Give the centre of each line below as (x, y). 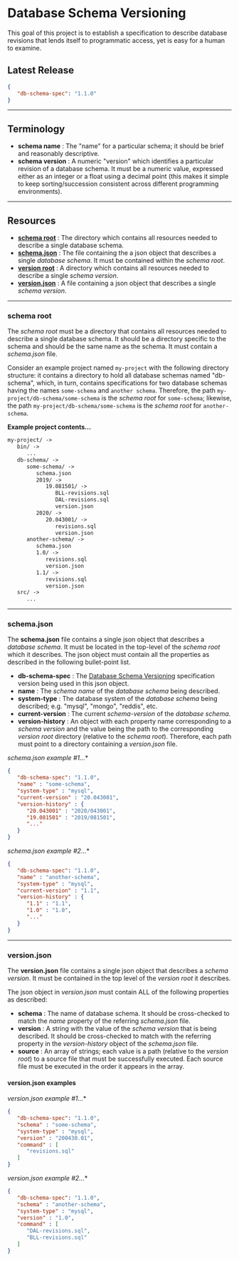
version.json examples (42, 1083)
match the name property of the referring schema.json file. (104, 1021)
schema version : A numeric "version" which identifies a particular (116, 161)
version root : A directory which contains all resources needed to (113, 268)
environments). (40, 192)
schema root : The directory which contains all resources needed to (117, 238)
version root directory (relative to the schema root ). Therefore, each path (124, 737)
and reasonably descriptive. (58, 154)
